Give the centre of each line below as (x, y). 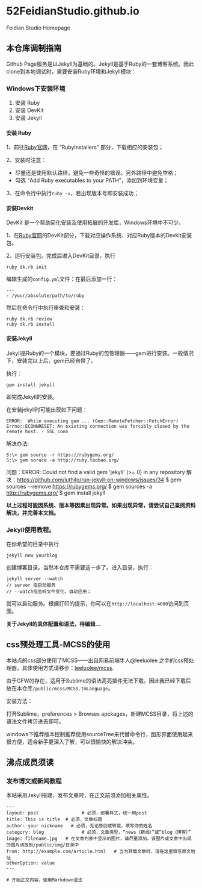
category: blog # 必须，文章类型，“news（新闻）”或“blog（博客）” (99, 833)
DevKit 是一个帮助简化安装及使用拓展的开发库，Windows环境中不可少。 (95, 223)
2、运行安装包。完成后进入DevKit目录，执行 (61, 256)
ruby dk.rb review (29, 319)
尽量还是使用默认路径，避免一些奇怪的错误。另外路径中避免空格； (96, 173)
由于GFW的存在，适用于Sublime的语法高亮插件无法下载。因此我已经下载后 (99, 680)
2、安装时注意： (26, 160)
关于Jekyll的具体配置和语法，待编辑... (54, 624)
